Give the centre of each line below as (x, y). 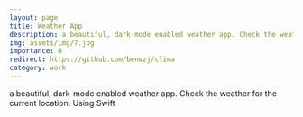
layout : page (34, 18)
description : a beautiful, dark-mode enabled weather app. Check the (143, 34)
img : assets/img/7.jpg (52, 43)
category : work (38, 68)
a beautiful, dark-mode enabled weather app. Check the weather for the (143, 93)
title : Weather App (46, 26)
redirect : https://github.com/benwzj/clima (92, 59)
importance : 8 (36, 51)
